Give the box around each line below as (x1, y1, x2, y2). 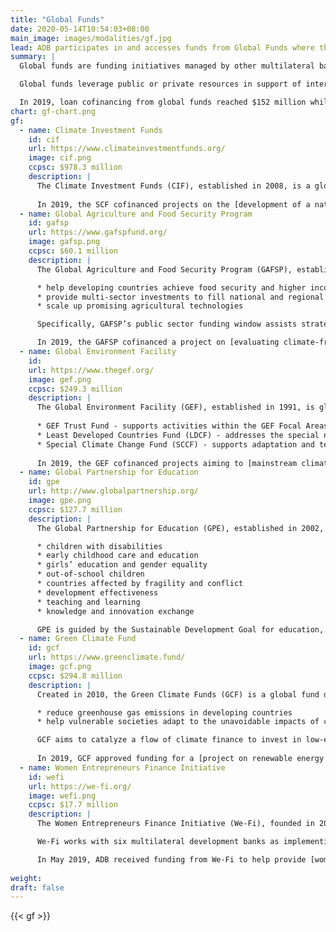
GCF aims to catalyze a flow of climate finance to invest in (36, 735, 302, 745)
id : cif (28, 134, 60, 145)
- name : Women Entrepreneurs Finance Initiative (19, 762, 226, 773)
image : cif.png (28, 153, 92, 163)
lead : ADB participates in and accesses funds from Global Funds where (10, 42, 315, 53)
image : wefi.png (28, 791, 97, 801)
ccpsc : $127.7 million (28, 504, 123, 515)
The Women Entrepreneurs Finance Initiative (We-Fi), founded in (36, 819, 315, 829)
